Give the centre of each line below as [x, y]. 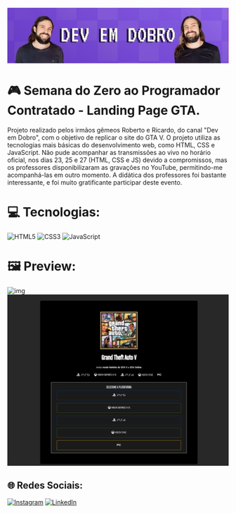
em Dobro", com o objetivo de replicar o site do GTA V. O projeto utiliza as [114, 137]
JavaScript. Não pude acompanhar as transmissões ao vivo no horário [109, 152]
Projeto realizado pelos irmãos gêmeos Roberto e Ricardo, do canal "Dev [113, 130]
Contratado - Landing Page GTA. [104, 111]
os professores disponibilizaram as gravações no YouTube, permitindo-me [115, 167]
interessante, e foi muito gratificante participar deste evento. [95, 182]
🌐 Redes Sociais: [45, 486]
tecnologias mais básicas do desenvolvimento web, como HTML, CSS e [111, 144]
